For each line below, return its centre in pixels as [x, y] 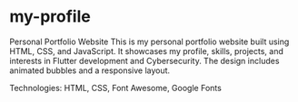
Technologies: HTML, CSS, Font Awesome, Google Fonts [116, 88]
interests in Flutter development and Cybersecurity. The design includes [144, 60]
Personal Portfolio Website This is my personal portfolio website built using [149, 42]
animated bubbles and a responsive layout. [90, 70]
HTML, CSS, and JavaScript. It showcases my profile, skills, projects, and [146, 51]
